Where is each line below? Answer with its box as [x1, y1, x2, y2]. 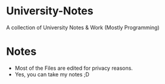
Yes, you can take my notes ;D [14, 70, 89, 78]
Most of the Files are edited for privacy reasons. [14, 64, 133, 71]
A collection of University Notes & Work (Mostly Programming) [6, 24, 160, 31]
